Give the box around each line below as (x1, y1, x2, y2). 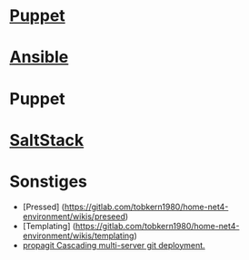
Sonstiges (9, 171, 88, 191)
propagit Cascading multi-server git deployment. (22, 239, 206, 250)
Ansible (9, 47, 69, 68)
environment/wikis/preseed (22, 210, 125, 222)
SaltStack (9, 130, 85, 150)
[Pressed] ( (22, 201, 65, 212)
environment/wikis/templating (22, 230, 134, 241)
